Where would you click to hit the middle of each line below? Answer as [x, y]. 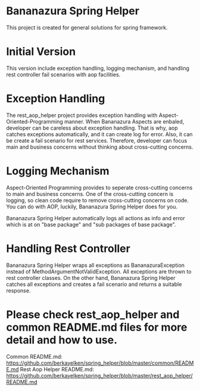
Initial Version [41, 52]
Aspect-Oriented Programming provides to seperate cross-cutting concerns [99, 187]
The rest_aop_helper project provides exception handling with [82, 115]
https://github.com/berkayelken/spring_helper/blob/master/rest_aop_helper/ [99, 375]
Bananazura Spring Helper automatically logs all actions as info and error [96, 218]
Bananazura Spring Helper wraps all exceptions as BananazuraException [96, 265]
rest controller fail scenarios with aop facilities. [63, 74]
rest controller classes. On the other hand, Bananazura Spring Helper [91, 278]
